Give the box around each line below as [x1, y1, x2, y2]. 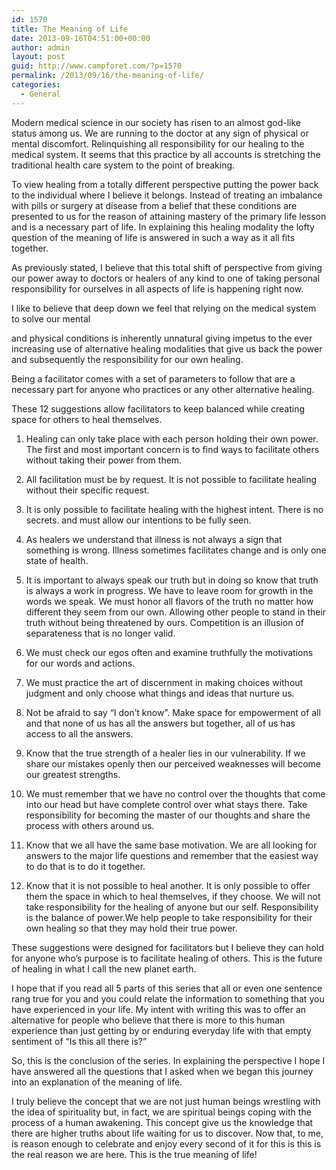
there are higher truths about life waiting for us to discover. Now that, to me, [11, 1127, 324, 1139]
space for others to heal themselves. [11, 413, 163, 425]
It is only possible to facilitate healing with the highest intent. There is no [25, 503, 324, 515]
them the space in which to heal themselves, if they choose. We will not [25, 890, 321, 902]
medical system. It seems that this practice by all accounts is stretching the [11, 148, 321, 160]
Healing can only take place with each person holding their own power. [25, 432, 319, 445]
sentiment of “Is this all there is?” [11, 1035, 148, 1047]
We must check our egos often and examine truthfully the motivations [25, 646, 314, 658]
